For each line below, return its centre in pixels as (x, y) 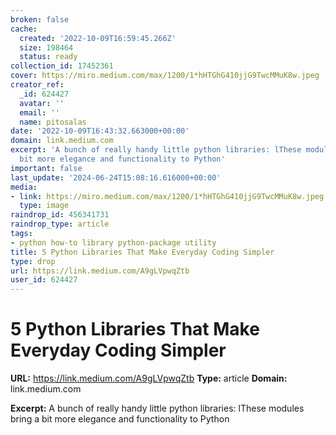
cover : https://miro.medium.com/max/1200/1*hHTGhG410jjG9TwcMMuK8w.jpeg (165, 76)
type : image (44, 206)
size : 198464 (46, 47)
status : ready (48, 57)
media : (24, 187)
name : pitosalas (53, 122)
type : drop (33, 261)
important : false (46, 168)
